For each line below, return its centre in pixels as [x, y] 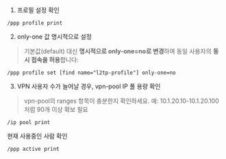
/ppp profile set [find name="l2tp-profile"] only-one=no [91, 73]
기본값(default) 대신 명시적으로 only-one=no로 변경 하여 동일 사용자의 [118, 51]
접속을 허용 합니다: [54, 60]
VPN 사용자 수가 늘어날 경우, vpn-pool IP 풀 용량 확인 [89, 86]
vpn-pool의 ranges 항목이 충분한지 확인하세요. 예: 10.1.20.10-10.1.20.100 [121, 101]
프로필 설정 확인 [38, 10]
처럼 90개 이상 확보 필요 [56, 109]
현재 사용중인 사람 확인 [37, 136]
